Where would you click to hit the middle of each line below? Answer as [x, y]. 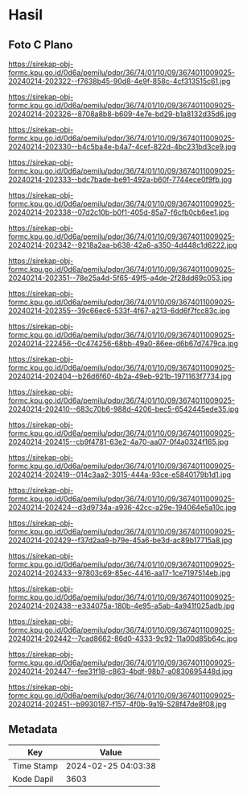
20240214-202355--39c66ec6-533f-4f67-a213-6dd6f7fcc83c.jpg [119, 311]
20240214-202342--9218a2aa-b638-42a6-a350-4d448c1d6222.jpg [123, 245]
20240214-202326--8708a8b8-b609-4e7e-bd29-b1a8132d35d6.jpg [122, 114]
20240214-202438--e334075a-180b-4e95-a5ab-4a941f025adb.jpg [121, 606]
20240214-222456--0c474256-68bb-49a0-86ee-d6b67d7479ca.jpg [123, 343]
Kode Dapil [33, 779]
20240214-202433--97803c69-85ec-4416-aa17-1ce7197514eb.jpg [119, 573]
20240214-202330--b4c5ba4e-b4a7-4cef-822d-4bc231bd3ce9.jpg [122, 146]
